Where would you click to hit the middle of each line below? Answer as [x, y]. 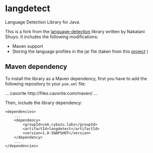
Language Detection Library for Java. [43, 22]
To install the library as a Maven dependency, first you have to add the [76, 78]
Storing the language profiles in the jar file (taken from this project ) [80, 51]
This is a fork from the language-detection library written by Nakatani [75, 31]
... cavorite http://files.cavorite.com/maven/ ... [51, 93]
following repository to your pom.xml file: [46, 84]
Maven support [27, 46]
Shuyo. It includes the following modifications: [52, 37]
